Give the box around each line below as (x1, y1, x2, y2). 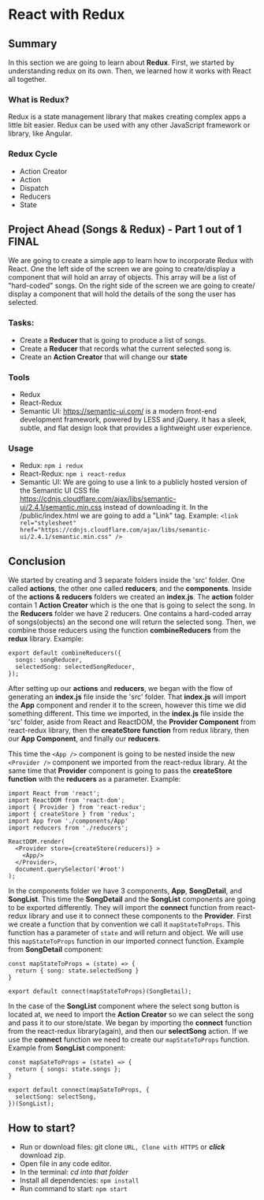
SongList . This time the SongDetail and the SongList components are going (8, 894, 256, 904)
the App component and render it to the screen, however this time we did (8, 700, 247, 710)
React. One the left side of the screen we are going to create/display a (8, 264, 236, 273)
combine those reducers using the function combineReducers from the (8, 626, 241, 635)
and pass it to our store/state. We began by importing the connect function (8, 1018, 252, 1027)
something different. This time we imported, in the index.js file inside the (8, 709, 244, 719)
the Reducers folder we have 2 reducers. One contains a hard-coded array (8, 609, 252, 619)
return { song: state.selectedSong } (15, 967, 139, 975)
